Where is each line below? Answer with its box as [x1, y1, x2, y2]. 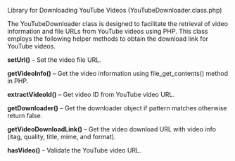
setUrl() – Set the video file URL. [7, 56, 102, 64]
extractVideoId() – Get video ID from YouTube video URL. [7, 91, 174, 98]
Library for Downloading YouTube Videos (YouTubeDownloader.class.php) [7, 6, 222, 14]
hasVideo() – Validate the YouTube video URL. [7, 146, 142, 154]
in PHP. [7, 77, 29, 85]
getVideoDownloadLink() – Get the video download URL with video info [7, 125, 217, 133]
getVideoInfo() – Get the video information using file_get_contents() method [7, 70, 229, 77]
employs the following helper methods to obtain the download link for [7, 34, 209, 43]
